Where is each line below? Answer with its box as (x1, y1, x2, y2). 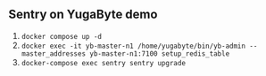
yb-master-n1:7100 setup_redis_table (89, 49, 230, 58)
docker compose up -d (21, 32, 102, 41)
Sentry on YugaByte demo (8, 7, 158, 22)
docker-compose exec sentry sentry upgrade (21, 58, 187, 67)
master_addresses (21, 49, 87, 58)
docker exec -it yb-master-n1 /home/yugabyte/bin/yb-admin (21, 42, 246, 50)
